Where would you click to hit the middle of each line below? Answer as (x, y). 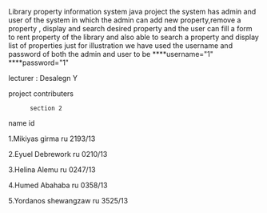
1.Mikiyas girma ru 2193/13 (52, 139)
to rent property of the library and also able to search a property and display (134, 37)
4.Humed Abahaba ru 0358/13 (58, 185)
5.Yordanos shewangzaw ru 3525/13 (68, 201)
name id (22, 123)
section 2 (46, 108)
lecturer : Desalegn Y (43, 78)
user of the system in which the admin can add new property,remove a (125, 20)
